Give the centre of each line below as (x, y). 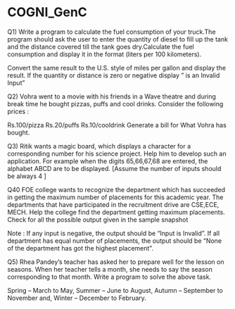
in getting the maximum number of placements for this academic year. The (115, 197)
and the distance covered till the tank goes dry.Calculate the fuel (101, 46)
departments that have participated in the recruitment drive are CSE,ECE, (113, 204)
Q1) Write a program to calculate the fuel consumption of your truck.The (112, 32)
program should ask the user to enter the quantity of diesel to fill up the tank (118, 39)
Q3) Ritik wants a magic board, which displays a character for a (99, 146)
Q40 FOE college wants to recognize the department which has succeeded (116, 189)
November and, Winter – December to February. (77, 298)
